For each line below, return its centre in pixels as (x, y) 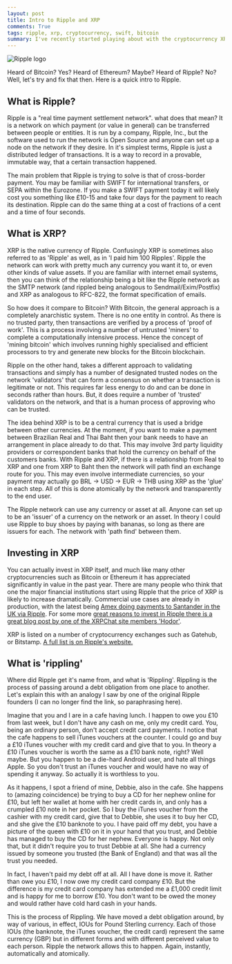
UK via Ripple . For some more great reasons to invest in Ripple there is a (110, 614)
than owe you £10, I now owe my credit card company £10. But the (101, 882)
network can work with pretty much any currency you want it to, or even (110, 265)
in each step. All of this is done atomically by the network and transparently (114, 488)
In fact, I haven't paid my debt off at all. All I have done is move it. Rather (110, 874)
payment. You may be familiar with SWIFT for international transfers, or (108, 182)
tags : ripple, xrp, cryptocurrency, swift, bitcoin (83, 33)
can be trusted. (29, 409)
